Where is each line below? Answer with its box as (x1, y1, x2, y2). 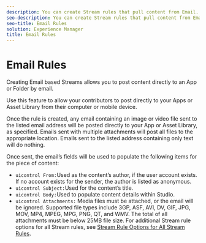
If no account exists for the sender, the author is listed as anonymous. (15, 178, 192, 185)
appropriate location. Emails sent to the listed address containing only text (6, 135, 194, 142)
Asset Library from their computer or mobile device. (6, 103, 137, 111)
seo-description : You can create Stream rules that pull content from (6, 15, 191, 21)
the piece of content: (6, 160, 59, 167)
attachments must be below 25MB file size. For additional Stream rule (15, 217, 191, 224)
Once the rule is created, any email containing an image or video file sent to (6, 115, 197, 122)
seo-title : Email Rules (6, 20, 67, 26)
